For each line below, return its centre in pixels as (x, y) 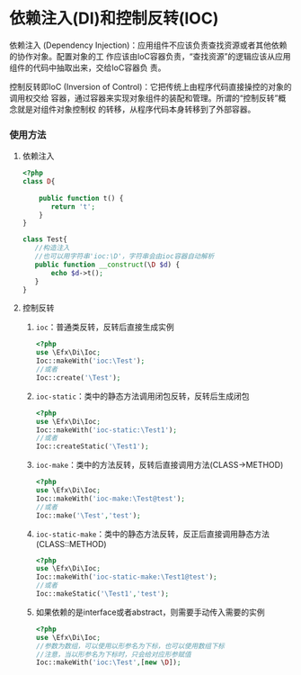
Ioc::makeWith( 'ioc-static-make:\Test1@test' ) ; (126, 577)
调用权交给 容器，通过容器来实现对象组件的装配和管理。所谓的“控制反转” (144, 98)
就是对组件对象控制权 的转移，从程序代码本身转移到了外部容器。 (136, 109)
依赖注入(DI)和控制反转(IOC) (114, 18)
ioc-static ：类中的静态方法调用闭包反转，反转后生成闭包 (142, 396)
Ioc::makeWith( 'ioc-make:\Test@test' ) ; (111, 499)
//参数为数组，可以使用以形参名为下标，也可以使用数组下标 (130, 646)
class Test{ (44, 239)
